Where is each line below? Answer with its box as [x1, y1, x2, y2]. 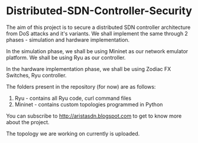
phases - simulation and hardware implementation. [6, 36, 130, 43]
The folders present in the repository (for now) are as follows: [6, 83, 156, 90]
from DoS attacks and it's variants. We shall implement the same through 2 [6, 30, 188, 37]
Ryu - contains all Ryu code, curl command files [14, 95, 132, 102]
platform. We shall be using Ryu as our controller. [6, 54, 126, 61]
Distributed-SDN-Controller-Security [6, 4, 192, 18]
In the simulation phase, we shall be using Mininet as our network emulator [6, 47, 189, 54]
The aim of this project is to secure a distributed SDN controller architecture [6, 24, 191, 31]
